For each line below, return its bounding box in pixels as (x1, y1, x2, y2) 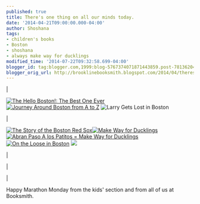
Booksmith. (6, 193, 34, 200)
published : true (6, 8, 46, 15)
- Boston (6, 42, 28, 48)
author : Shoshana (6, 25, 49, 32)
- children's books (6, 36, 55, 42)
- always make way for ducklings (6, 53, 89, 59)
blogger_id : (6, 64, 36, 70)
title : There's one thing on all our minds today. (6, 14, 135, 20)
